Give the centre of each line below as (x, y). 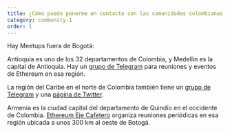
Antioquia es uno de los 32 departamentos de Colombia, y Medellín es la (110, 59)
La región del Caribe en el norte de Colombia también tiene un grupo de (109, 88)
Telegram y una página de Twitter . (55, 94)
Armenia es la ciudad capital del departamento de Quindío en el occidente (112, 108)
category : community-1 (40, 20)
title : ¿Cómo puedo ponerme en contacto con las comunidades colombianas (115, 13)
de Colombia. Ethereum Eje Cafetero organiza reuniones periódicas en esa (113, 115)
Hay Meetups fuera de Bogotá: (51, 46)
